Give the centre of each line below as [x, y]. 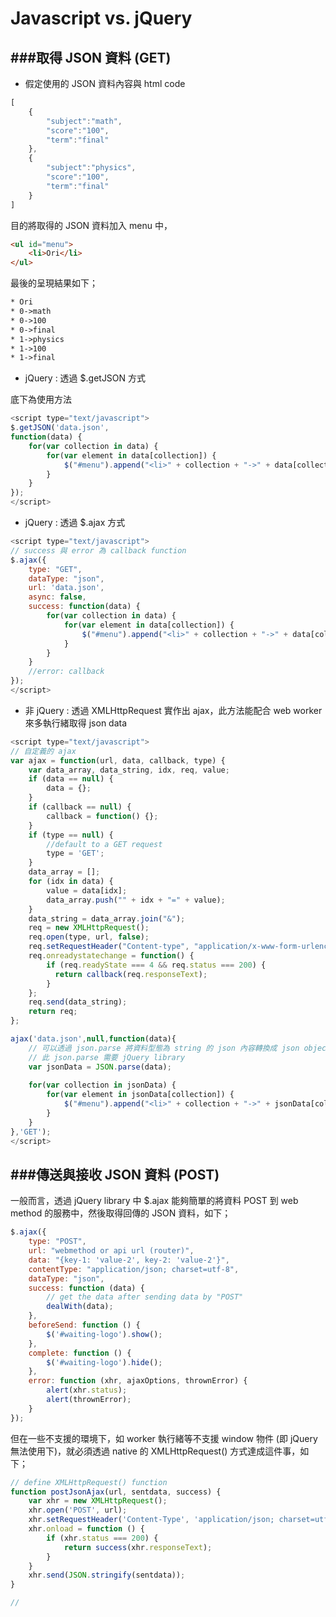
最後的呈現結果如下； [54, 283]
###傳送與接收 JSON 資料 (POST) [115, 1174]
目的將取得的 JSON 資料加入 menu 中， [91, 225]
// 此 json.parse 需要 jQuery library [107, 1057]
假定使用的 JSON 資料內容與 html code [105, 83]
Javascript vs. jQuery [101, 18]
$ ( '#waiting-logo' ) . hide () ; [104, 1362]
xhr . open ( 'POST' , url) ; [78, 1510]
